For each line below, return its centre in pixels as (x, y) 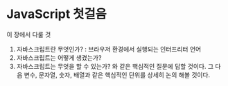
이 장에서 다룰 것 (29, 34)
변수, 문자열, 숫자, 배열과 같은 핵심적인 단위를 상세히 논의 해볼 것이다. (117, 75)
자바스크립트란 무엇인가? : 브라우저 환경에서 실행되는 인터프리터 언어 (109, 49)
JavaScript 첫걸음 (56, 14)
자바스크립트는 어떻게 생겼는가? (59, 57)
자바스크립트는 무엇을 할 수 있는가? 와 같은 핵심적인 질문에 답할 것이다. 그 (115, 66)
